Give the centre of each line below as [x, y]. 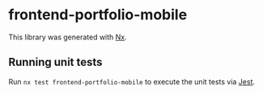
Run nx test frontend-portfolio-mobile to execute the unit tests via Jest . [132, 81]
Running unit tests [55, 62]
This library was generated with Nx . [68, 37]
